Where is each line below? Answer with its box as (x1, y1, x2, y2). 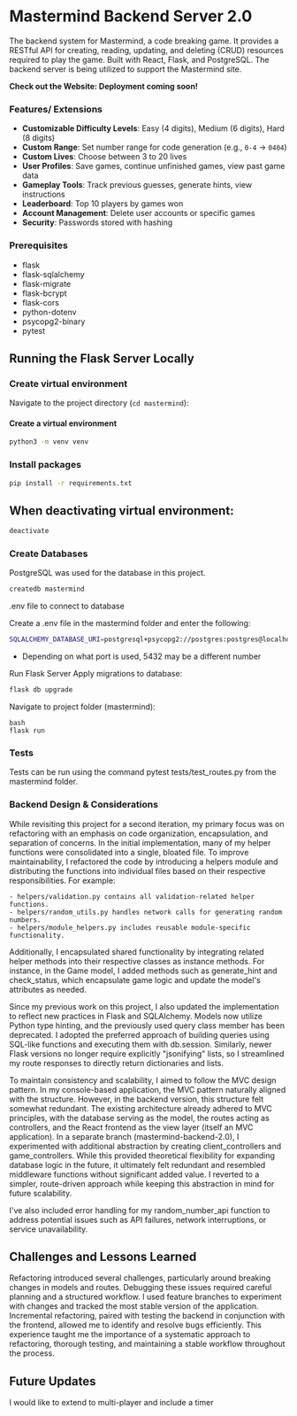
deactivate (9, 527, 49, 536)
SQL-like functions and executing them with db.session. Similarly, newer (9, 1039, 272, 1049)
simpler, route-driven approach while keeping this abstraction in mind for (9, 1178, 275, 1188)
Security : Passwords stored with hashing (21, 217, 173, 228)
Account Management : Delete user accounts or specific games (21, 208, 255, 219)
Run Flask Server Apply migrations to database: (9, 669, 183, 679)
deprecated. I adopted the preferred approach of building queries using (9, 1029, 270, 1040)
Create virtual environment (9, 377, 128, 390)
